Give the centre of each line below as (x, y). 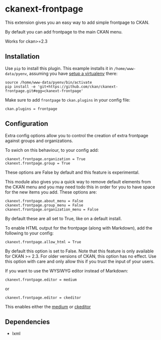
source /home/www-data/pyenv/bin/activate (48, 82)
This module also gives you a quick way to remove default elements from (78, 181)
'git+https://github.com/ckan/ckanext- (78, 87)
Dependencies (27, 322)
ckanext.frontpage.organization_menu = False (52, 209)
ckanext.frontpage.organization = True (45, 159)
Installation (22, 57)
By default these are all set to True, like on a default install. (64, 218)
